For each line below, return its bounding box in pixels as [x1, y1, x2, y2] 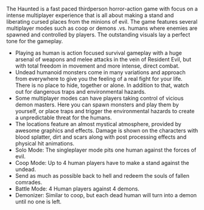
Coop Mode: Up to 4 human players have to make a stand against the [15, 159, 189, 166]
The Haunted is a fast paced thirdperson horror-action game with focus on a [6, 5, 198, 12]
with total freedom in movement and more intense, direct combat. [15, 62, 180, 69]
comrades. [15, 179, 43, 186]
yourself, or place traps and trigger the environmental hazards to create [15, 108, 195, 114]
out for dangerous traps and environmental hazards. [15, 88, 146, 95]
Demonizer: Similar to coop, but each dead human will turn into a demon [15, 192, 197, 198]
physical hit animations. [15, 140, 75, 147]
